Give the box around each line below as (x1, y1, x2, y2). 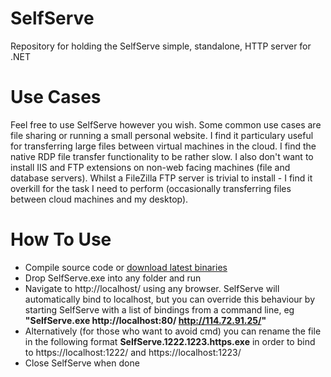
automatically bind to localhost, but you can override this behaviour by (24, 293, 315, 305)
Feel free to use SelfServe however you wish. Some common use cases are (10, 118, 322, 131)
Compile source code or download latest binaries (24, 261, 228, 273)
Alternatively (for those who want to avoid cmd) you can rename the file (24, 325, 322, 337)
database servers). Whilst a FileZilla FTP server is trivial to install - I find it (10, 172, 313, 184)
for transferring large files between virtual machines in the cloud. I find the (10, 140, 317, 152)
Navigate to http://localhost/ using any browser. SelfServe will (24, 282, 280, 294)
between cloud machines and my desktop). (10, 193, 189, 205)
